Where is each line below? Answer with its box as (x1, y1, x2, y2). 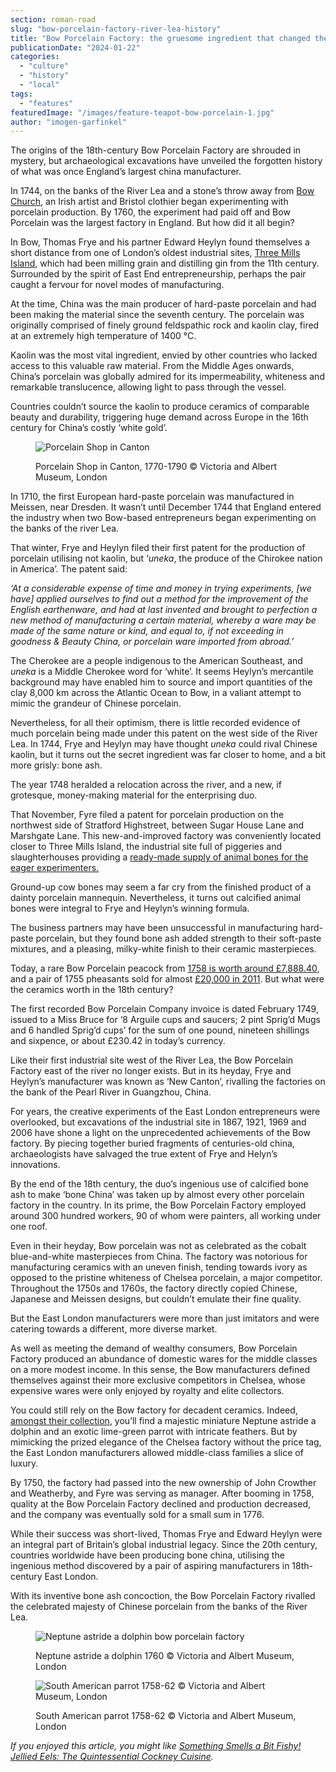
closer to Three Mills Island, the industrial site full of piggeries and (10, 841, 283, 853)
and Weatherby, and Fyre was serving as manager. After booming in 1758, (10, 1487, 315, 1500)
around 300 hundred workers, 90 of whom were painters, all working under (10, 1210, 322, 1222)
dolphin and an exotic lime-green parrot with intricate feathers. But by (10, 1426, 298, 1438)
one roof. (10, 1221, 48, 1233)
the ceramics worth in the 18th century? (10, 984, 174, 996)
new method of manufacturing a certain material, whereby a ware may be (10, 614, 317, 626)
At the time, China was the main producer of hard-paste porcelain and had (10, 298, 317, 310)
